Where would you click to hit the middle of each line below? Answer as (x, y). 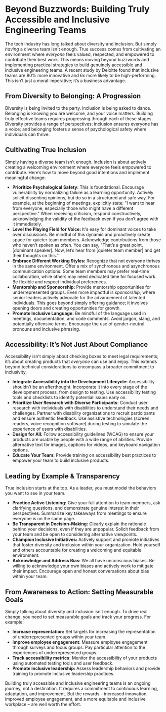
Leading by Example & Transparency (62, 476)
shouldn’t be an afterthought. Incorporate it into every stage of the (80, 387)
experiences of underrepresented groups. (55, 653)
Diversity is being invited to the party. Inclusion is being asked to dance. (78, 108)
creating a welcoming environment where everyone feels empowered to (78, 167)
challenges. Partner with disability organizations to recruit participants (83, 413)
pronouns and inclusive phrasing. (46, 329)
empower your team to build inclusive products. (61, 460)
